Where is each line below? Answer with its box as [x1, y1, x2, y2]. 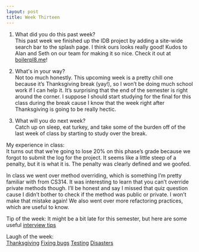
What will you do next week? [14, 117, 85, 124]
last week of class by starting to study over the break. [14, 129, 148, 137]
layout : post [6, 8, 39, 15]
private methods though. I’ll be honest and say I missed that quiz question [6, 184, 188, 191]
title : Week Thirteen [6, 14, 60, 20]
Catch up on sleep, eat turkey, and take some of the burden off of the [14, 123, 186, 130]
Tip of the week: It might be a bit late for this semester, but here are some [6, 215, 187, 222]
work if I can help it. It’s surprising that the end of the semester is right [14, 86, 188, 94]
